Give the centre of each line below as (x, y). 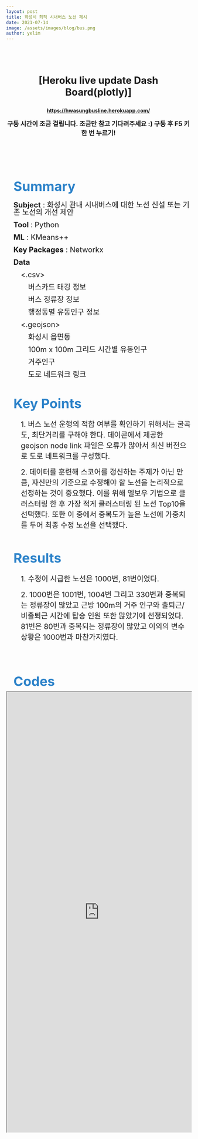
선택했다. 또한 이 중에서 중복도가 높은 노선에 (92, 515)
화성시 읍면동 (50, 337)
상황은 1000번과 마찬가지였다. (69, 637)
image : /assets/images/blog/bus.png (51, 28)
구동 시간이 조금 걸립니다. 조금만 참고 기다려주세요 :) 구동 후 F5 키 (98, 124)
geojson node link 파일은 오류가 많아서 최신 (93, 446)
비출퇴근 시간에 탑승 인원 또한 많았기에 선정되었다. (102, 616)
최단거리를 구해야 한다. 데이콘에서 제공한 (98, 435)
